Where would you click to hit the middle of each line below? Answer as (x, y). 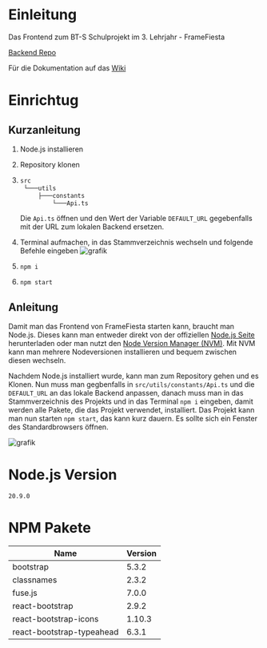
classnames (35, 580)
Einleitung (43, 15)
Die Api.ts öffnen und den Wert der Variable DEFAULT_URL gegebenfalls (136, 219)
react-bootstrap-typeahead (66, 632)
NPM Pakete (50, 528)
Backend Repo (32, 52)
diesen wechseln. (37, 360)
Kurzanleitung (45, 130)
